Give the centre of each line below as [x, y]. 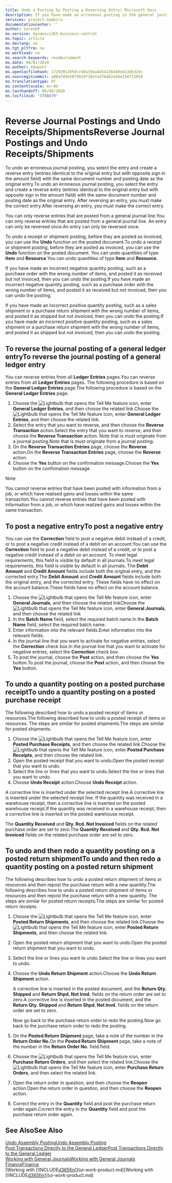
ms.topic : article [25, 39]
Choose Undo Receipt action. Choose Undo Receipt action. [75, 782]
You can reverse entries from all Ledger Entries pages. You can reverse [80, 377]
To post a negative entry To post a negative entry [84, 526]
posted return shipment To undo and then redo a [83, 859]
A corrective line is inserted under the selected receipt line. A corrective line [85, 792]
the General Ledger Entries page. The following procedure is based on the [84, 388]
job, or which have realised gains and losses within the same [69, 494]
